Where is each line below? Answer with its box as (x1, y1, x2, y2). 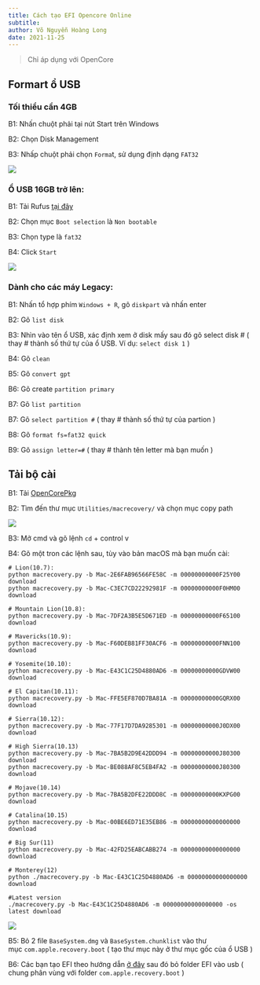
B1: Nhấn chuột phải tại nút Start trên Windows (8, 119, 159, 128)
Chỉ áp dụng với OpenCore (27, 55, 114, 64)
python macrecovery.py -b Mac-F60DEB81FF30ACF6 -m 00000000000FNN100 (8, 639, 241, 648)
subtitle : (8, 19, 41, 27)
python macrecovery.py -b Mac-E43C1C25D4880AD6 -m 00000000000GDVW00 (8, 667, 241, 676)
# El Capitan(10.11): (8, 688, 79, 696)
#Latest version (8, 894, 61, 902)
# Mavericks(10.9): (8, 633, 72, 641)
